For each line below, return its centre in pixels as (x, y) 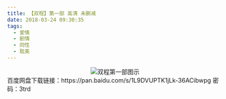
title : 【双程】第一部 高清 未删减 (52, 13)
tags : (15, 26)
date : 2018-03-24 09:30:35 (46, 20)
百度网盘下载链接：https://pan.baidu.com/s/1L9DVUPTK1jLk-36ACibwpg (109, 80)
